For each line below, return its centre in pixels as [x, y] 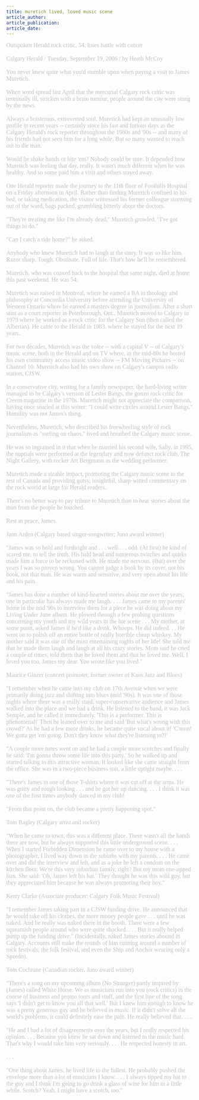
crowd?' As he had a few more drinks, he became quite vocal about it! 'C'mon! [99, 729]
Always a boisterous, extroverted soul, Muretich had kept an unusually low [95, 119]
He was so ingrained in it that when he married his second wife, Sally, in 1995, [99, 447]
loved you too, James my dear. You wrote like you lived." [74, 662]
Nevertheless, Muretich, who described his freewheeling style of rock [89, 427]
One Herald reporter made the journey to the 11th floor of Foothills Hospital [97, 186]
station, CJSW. [24, 373]
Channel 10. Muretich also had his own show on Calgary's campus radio [92, 367]
